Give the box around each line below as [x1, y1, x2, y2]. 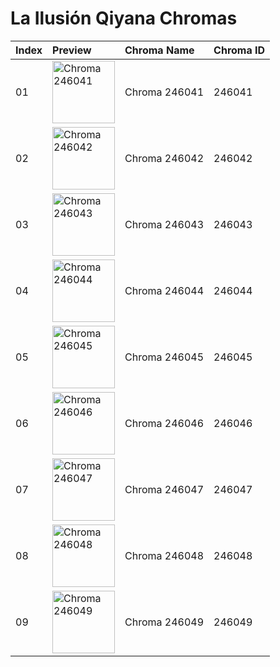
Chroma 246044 [124, 283, 205, 297]
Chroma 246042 [124, 151, 205, 165]
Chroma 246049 [124, 615, 205, 629]
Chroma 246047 [124, 482, 205, 496]
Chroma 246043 [124, 217, 205, 231]
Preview [52, 43, 92, 57]
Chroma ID [213, 43, 266, 57]
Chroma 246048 [124, 548, 205, 562]
